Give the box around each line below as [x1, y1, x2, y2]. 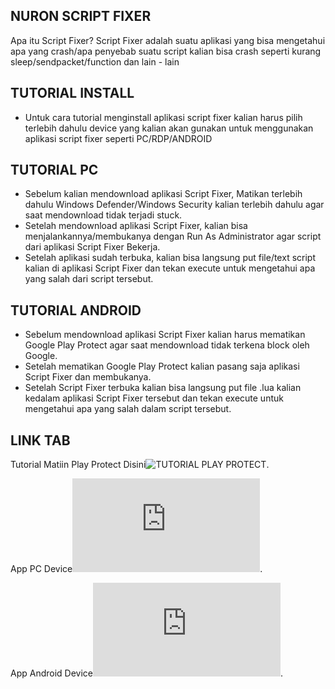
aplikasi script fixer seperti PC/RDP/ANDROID [24, 132, 213, 144]
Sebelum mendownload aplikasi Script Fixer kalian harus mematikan [24, 329, 306, 341]
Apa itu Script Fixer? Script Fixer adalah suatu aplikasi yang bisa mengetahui [10, 34, 326, 46]
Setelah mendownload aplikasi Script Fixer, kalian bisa [24, 220, 248, 232]
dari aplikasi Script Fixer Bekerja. [24, 241, 161, 253]
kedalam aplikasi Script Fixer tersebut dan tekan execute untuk [24, 392, 284, 404]
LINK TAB [10, 432, 71, 449]
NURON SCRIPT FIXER [10, 8, 152, 25]
